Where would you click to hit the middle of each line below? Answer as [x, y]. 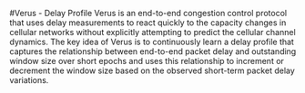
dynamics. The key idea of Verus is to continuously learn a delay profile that [152, 42]
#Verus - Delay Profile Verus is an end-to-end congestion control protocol [148, 13]
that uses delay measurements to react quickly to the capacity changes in [148, 23]
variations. [29, 80]
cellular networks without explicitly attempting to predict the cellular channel [152, 32]
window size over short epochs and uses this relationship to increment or [147, 61]
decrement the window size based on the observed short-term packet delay [152, 70]
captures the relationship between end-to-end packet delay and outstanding [153, 51]
